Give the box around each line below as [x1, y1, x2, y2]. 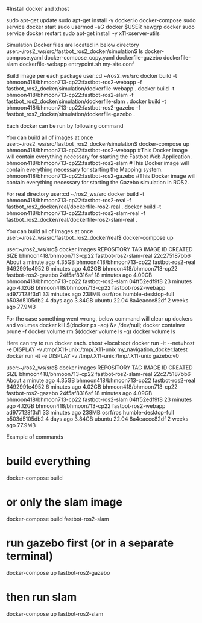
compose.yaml [6, 54, 43, 61]
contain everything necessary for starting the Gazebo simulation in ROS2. [6, 179, 189, 186]
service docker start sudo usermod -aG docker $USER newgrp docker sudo [6, 23, 195, 30]
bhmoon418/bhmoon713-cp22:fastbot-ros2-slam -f [6, 92, 134, 98]
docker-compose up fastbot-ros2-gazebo [6, 569, 110, 576]
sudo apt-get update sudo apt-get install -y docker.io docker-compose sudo [6, 17, 196, 23]
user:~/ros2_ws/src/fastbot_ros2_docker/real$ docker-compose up [6, 234, 174, 241]
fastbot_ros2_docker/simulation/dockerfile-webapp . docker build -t [6, 85, 175, 92]
